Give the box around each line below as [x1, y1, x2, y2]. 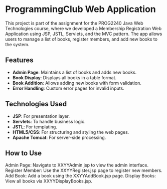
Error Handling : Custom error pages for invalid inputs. [12, 85, 124, 91]
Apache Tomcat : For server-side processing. [12, 134, 106, 140]
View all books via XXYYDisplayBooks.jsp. [5, 178, 93, 184]
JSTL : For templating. [12, 124, 58, 130]
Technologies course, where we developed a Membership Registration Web [5, 25, 162, 31]
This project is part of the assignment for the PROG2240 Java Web [5, 20, 144, 26]
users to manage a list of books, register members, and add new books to [5, 36, 158, 42]
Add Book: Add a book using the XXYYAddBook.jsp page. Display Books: [5, 173, 156, 179]
